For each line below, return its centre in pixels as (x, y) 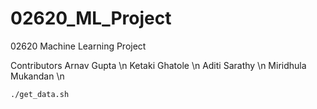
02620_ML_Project (91, 18)
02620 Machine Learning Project (78, 46)
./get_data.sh (40, 94)
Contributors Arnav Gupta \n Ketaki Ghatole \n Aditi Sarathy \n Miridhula (158, 65)
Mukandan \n (37, 76)
